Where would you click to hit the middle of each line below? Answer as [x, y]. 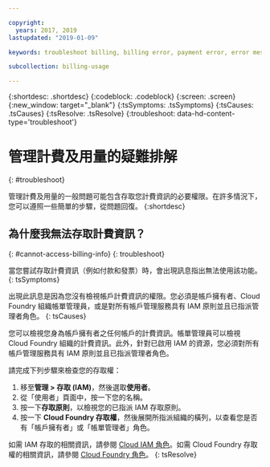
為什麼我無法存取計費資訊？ [77, 234]
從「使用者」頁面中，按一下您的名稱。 [83, 397]
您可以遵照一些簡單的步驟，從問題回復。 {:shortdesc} [97, 206]
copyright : [27, 22]
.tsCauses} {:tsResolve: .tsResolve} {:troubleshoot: [92, 114]
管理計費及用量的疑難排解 [93, 157]
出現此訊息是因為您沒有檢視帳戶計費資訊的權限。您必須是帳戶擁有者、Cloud [134, 296]
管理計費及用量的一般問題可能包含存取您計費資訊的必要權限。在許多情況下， [135, 197]
